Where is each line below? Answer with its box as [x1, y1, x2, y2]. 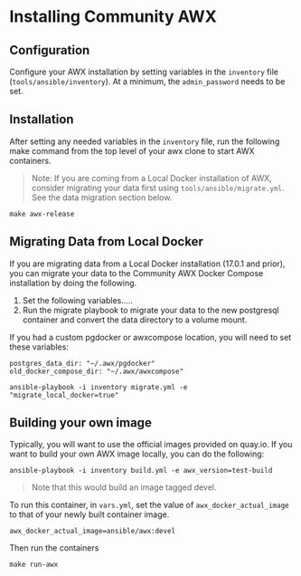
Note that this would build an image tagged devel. [31, 482, 217, 493]
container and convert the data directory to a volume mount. [22, 314, 248, 325]
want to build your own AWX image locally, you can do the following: [9, 448, 265, 459]
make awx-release [9, 209, 75, 218]
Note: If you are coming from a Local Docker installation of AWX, [31, 172, 273, 183]
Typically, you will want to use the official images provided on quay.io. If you [9, 439, 293, 450]
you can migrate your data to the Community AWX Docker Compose [9, 267, 264, 278]
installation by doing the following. [9, 277, 137, 288]
